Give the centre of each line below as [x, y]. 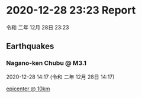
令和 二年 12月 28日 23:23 [38, 27]
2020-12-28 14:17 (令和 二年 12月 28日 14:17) [60, 77]
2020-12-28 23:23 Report [71, 10]
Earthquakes [30, 46]
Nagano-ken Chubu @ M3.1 [46, 63]
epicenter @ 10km [28, 89]
